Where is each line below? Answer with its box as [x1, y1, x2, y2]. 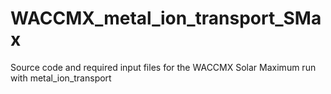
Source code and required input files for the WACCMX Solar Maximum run [10, 61, 317, 73]
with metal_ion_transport [10, 72, 112, 84]
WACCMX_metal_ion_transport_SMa [10, 7, 322, 30]
